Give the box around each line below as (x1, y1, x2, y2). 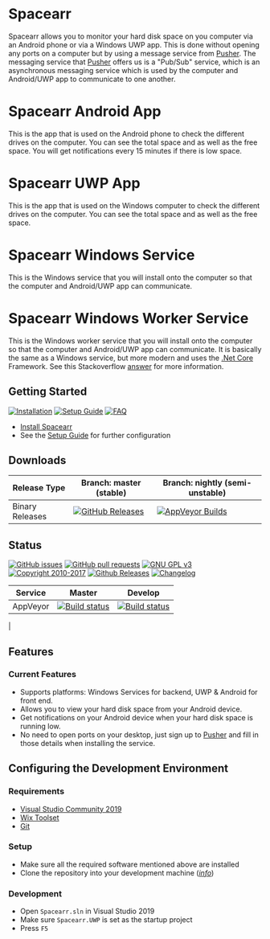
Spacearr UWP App (8, 174, 141, 193)
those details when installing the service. (19, 738, 155, 748)
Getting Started (8, 385, 88, 399)
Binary (12, 501, 38, 512)
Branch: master (81, 478, 141, 489)
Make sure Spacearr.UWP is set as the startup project (19, 915, 193, 925)
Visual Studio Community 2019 (19, 804, 122, 814)
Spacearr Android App (8, 102, 162, 121)
